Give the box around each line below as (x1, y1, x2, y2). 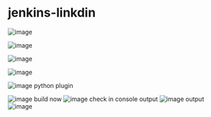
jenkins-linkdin (8, 5, 96, 21)
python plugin (34, 81, 73, 89)
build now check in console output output (34, 95, 205, 103)
